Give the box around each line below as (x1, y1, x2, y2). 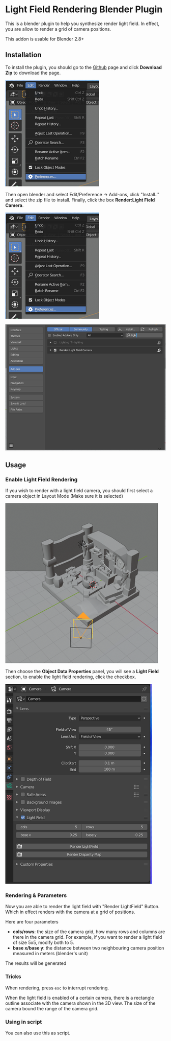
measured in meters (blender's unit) (12, 951, 88, 957)
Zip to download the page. (5, 70, 61, 76)
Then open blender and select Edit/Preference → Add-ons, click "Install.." (5, 191, 159, 197)
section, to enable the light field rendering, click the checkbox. (5, 674, 136, 680)
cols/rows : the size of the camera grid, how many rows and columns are (12, 929, 165, 935)
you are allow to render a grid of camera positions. (5, 26, 111, 32)
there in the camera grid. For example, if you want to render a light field (12, 934, 162, 940)
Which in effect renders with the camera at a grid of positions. (5, 909, 135, 915)
